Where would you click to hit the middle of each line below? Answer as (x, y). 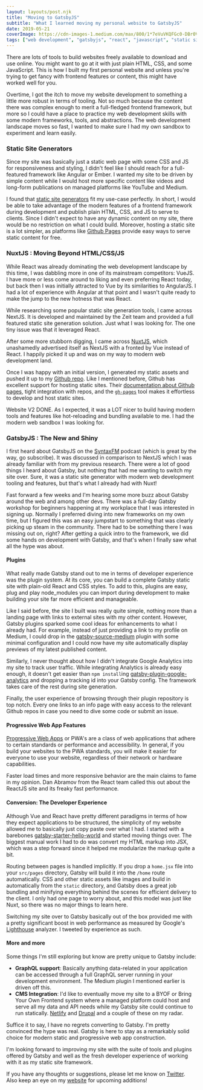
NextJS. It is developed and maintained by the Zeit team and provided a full (100, 316)
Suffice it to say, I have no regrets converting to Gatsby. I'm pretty (88, 1025)
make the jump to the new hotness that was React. (69, 298)
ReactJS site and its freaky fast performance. (63, 789)
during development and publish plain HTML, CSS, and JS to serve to (93, 212)
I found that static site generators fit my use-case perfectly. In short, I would (101, 199)
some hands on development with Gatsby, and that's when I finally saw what (101, 540)
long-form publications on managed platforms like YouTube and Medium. (97, 187)
